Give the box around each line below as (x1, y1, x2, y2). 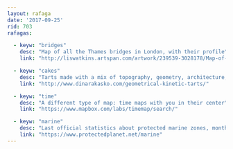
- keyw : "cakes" (13, 67, 60, 74)
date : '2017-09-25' (7, 17, 64, 24)
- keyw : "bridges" (13, 42, 67, 49)
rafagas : (7, 29, 33, 37)
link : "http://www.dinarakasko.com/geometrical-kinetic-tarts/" (19, 80, 209, 87)
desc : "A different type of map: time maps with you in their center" (19, 99, 228, 106)
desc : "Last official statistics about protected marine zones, (19, 125, 209, 132)
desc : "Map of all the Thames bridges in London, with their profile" (19, 49, 228, 55)
